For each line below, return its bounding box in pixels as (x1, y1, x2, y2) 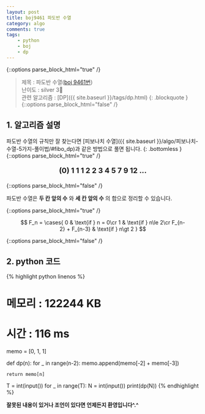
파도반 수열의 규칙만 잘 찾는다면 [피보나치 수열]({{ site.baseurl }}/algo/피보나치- (6, 137, 199, 145)
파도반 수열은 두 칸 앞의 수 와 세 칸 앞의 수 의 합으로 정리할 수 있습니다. (6, 194, 173, 202)
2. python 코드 (6, 256, 61, 267)
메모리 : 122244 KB (6, 296, 102, 310)
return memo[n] (6, 371, 45, 377)
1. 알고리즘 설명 (6, 120, 61, 131)
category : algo (6, 20, 45, 26)
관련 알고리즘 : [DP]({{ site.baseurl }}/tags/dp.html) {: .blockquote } (21, 93, 188, 101)
